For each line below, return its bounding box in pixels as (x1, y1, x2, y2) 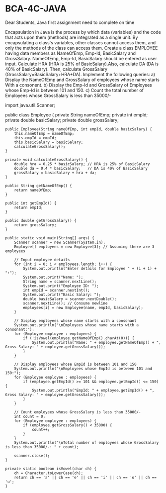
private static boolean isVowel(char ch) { (5, 466, 97, 471)
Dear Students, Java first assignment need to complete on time (5, 19, 135, 25)
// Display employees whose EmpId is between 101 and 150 (14, 362, 137, 367)
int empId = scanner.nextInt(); (23, 288, 90, 293)
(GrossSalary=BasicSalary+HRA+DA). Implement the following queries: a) (5, 71, 156, 77)
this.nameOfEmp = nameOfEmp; (14, 131, 75, 136)
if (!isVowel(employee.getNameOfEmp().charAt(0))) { (23, 335, 135, 341)
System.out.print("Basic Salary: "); (23, 292, 101, 297)
